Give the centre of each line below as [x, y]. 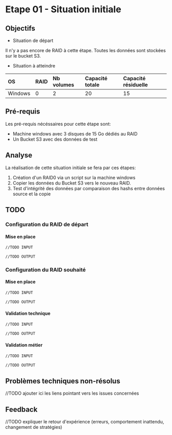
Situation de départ [33, 40]
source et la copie [32, 194]
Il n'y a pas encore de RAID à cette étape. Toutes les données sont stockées [86, 50]
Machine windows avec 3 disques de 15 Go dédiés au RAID [75, 133]
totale [92, 85]
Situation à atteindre [34, 66]
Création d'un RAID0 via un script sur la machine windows [74, 177]
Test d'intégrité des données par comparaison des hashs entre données [89, 188]
